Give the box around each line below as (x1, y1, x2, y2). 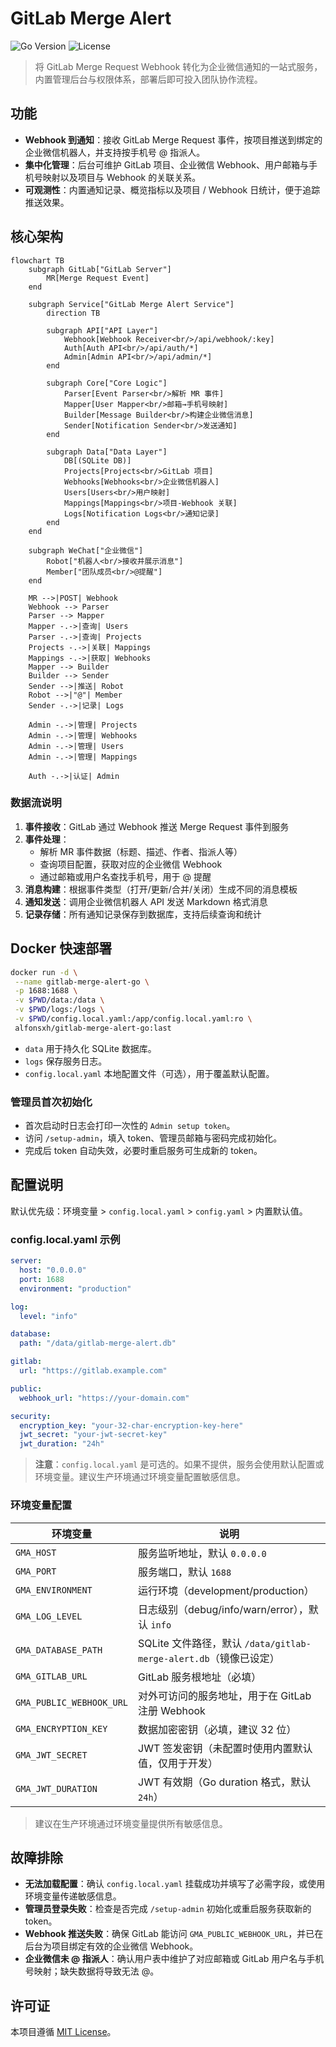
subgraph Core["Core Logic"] (46, 378, 168, 388)
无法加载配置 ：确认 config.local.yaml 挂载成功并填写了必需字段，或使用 (24, 1878, 326, 1890)
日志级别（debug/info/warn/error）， (138, 1602, 309, 1616)
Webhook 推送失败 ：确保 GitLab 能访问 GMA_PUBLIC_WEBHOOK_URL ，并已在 (24, 1928, 324, 1940)
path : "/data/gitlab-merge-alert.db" (19, 1338, 177, 1349)
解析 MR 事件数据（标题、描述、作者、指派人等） (39, 845, 243, 857)
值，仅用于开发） (138, 1756, 219, 1770)
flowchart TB (10, 255, 65, 266)
